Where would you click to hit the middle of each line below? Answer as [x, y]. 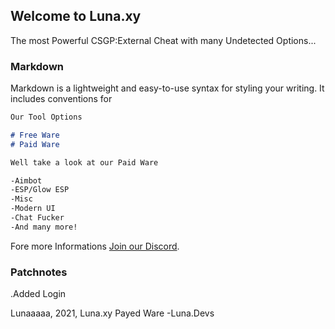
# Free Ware [35, 135]
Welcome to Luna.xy [76, 16]
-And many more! [44, 227]
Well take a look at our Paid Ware [84, 162]
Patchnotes [39, 272]
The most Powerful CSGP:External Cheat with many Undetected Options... [163, 40]
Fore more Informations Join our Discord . [95, 246]
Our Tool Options [46, 117]
